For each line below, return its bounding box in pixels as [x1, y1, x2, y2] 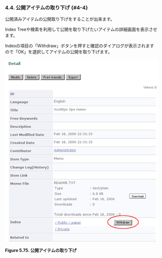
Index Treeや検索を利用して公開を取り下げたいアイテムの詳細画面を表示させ [5, 27, 158, 32]
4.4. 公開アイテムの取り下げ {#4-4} [5, 4, 88, 11]
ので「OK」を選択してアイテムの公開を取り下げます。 [5, 49, 113, 55]
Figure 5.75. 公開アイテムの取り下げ [5, 247, 77, 253]
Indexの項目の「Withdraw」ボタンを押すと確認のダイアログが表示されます [5, 43, 154, 49]
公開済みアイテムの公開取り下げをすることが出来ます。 [5, 16, 115, 22]
